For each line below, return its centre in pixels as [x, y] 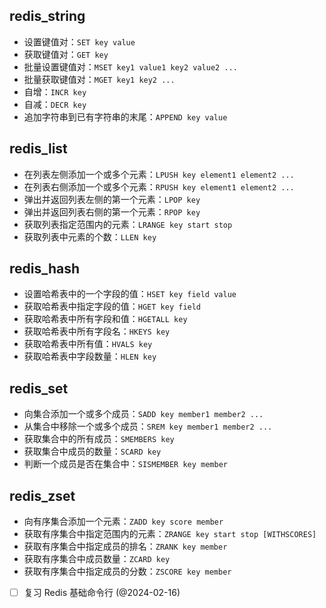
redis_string [47, 16]
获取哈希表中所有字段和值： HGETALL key [105, 319]
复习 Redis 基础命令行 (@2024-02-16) [102, 593]
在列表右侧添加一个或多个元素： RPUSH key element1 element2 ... [159, 186]
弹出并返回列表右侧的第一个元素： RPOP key [112, 211]
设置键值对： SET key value [79, 41]
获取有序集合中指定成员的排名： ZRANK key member [125, 546]
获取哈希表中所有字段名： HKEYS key [97, 331]
